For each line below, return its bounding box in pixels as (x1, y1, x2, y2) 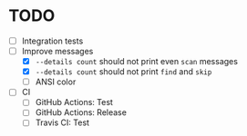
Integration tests (21, 35, 84, 46)
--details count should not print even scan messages (35, 56, 239, 67)
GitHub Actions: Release (35, 107, 127, 118)
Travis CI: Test (35, 117, 90, 128)
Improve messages (21, 46, 94, 56)
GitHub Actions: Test (35, 97, 113, 108)
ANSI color (35, 76, 77, 87)
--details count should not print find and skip (35, 66, 212, 77)
